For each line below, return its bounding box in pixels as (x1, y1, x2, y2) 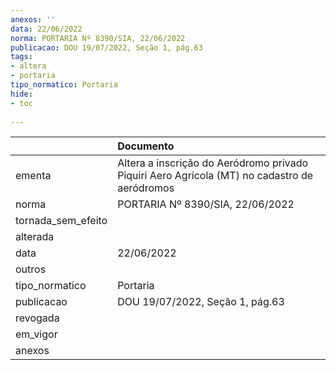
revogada (15, 311, 60, 325)
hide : (10, 89, 33, 99)
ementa (15, 169, 52, 183)
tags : (10, 52, 33, 62)
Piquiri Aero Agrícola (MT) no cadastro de (117, 169, 314, 183)
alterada (15, 230, 55, 244)
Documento (117, 139, 175, 153)
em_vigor (15, 327, 58, 341)
